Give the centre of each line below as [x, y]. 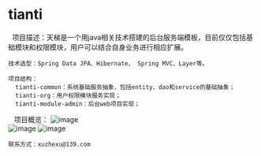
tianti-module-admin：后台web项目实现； [78, 104]
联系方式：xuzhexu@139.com [49, 144]
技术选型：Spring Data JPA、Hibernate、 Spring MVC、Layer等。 [108, 63]
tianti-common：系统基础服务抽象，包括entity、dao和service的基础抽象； [125, 87]
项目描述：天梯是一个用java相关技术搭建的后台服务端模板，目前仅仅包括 [129, 37]
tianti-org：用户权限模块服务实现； [68, 95]
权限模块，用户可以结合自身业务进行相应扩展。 [111, 47]
